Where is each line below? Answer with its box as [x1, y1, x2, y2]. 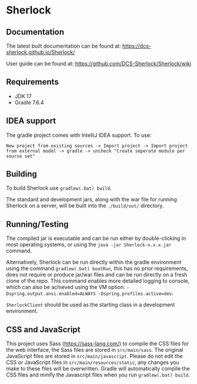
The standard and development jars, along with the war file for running [6, 196, 178, 203]
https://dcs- [122, 42, 152, 49]
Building [6, 169, 37, 179]
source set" [6, 153, 35, 159]
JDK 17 [14, 92, 32, 100]
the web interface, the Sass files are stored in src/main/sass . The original [6, 346, 183, 353]
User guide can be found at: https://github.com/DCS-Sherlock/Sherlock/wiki [6, 60, 192, 67]
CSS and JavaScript [6, 324, 81, 335]
